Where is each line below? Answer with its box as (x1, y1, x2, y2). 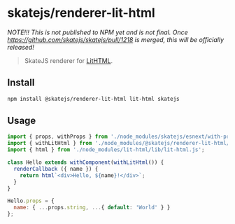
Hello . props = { (7, 197, 55, 204)
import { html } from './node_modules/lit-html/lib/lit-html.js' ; (7, 146, 205, 153)
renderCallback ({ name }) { (13, 165, 99, 172)
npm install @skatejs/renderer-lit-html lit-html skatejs (7, 95, 180, 102)
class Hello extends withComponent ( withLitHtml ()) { (7, 159, 164, 166)
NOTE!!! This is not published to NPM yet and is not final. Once (7, 28, 189, 36)
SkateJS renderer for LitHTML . (24, 56, 113, 64)
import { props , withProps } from (7, 133, 108, 141)
